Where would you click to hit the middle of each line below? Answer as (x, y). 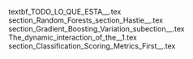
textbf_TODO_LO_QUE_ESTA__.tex (65, 12)
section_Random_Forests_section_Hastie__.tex (86, 20)
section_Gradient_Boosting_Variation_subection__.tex (96, 29)
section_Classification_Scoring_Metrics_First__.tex (92, 46)
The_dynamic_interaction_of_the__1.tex (73, 37)
